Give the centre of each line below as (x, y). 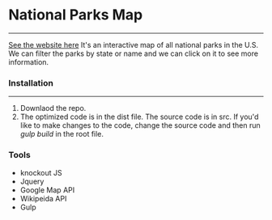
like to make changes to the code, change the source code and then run (140, 125)
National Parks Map (76, 15)
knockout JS (41, 172)
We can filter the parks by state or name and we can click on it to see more (134, 53)
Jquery (32, 181)
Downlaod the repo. (53, 108)
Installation (31, 82)
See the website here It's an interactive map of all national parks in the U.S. (134, 44)
